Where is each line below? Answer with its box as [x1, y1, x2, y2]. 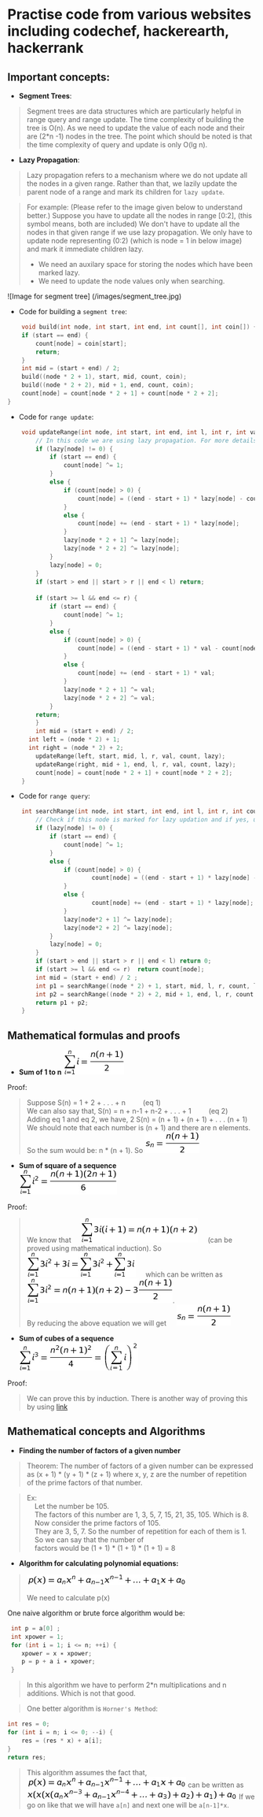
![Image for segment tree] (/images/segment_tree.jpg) [7, 291, 182, 301]
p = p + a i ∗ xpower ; [21, 1658, 96, 1666]
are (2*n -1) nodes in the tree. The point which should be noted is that [26, 132, 253, 141]
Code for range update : [18, 412, 94, 421]
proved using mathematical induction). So [26, 1244, 162, 1253]
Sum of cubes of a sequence [18, 1333, 115, 1344]
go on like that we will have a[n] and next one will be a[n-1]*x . [26, 1800, 229, 1809]
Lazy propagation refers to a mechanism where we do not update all [26, 171, 248, 180]
